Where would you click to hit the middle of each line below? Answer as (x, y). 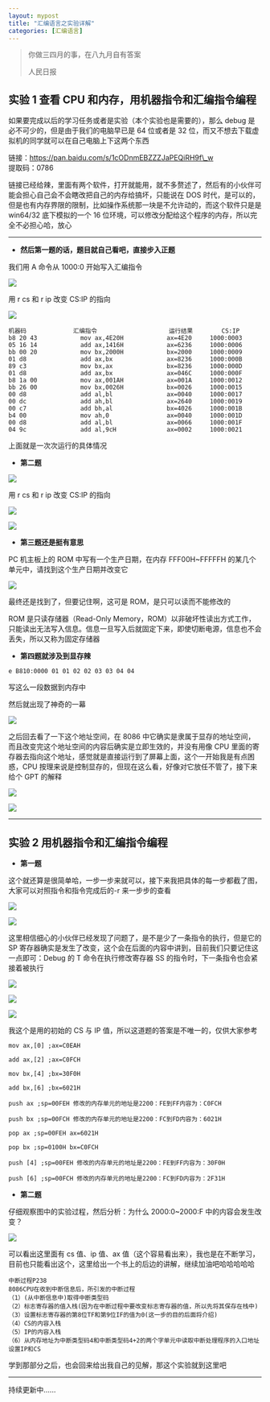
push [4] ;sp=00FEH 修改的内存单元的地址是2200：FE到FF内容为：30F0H (117, 1163)
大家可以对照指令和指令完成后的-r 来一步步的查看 (90, 890)
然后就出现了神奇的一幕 (47, 705)
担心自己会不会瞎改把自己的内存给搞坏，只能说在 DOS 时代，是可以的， (141, 195)
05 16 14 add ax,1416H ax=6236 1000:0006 (125, 345)
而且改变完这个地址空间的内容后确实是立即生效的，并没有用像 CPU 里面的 (131, 746)
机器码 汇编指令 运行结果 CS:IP (124, 331)
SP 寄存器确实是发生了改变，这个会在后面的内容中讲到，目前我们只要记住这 (133, 948)
